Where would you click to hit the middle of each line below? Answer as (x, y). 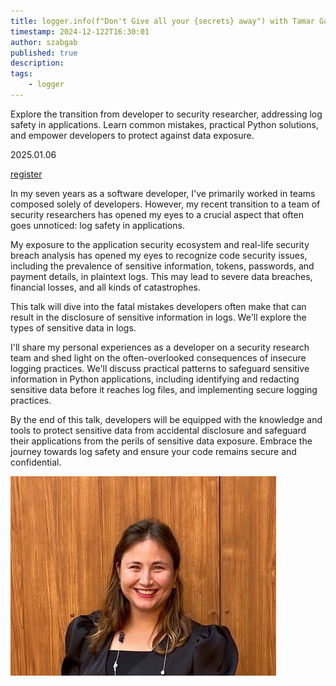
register (26, 174)
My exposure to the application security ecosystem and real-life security (160, 244)
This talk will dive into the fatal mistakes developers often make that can (158, 306)
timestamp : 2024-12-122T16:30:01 (80, 31)
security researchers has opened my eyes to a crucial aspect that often (157, 214)
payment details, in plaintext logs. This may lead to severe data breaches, (161, 276)
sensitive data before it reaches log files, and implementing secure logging (164, 389)
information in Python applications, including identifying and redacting (155, 379)
